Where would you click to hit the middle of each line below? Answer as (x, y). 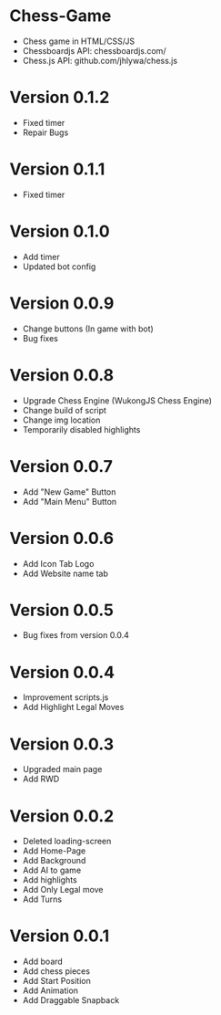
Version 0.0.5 (62, 610)
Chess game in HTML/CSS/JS (78, 41)
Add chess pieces (56, 971)
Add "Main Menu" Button (70, 501)
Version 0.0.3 (62, 744)
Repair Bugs (45, 132)
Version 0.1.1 (57, 169)
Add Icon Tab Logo (58, 563)
